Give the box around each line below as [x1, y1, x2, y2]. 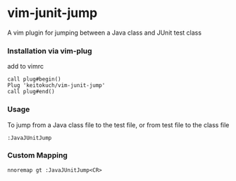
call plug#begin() [7, 76, 61, 83]
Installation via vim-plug [7, 46, 93, 56]
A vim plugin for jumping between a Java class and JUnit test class [7, 28, 202, 37]
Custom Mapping [7, 151, 68, 160]
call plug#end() [7, 88, 55, 95]
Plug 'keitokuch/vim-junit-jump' [7, 82, 106, 89]
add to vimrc [7, 62, 44, 71]
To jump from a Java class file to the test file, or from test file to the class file [7, 120, 230, 129]
